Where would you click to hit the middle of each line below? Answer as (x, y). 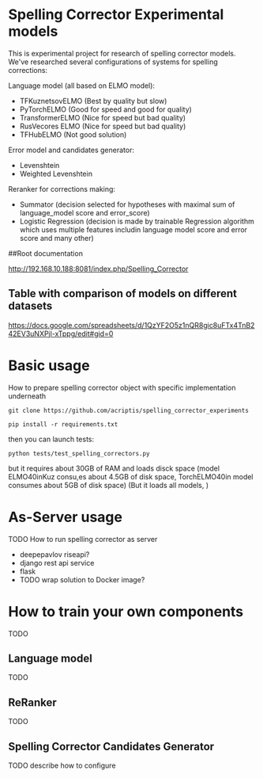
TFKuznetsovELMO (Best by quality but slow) (93, 101)
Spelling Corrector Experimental (116, 15)
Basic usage (49, 365)
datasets (30, 306)
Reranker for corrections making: (62, 189)
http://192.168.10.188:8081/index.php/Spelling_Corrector (98, 269)
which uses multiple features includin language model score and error (133, 229)
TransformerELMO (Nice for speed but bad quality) (103, 117)
